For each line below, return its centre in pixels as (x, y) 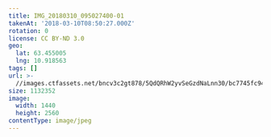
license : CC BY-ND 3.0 (46, 38)
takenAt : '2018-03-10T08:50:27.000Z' (72, 23)
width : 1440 (36, 106)
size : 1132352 (32, 91)
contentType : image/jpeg (50, 121)
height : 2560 (38, 114)
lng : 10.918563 (41, 61)
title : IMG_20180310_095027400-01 (67, 16)
